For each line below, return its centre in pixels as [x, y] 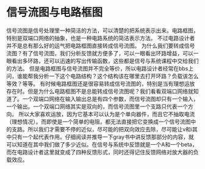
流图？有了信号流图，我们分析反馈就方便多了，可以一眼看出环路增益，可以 [100, 53]
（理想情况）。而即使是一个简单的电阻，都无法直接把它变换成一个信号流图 [99, 122]
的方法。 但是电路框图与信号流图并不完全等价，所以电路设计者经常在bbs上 [100, 68]
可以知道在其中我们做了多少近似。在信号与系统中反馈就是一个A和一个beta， [102, 144]
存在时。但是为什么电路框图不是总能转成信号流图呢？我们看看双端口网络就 [100, 91]
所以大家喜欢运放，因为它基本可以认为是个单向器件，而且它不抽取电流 [106, 114]
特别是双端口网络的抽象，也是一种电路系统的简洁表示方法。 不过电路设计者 [101, 38]
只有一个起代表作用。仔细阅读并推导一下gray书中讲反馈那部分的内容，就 [103, 137]
